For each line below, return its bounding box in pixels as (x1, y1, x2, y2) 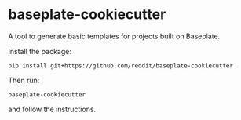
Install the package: (8, 46, 72, 56)
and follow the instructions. (8, 104, 97, 114)
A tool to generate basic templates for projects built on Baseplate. (8, 31, 221, 41)
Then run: (8, 75, 40, 85)
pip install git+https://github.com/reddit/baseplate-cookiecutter (8, 61, 234, 70)
